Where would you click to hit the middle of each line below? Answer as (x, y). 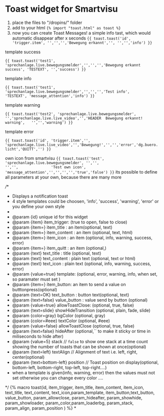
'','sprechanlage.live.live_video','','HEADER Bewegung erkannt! (74, 118)
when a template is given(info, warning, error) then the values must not (83, 372)
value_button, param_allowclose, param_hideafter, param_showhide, (74, 397)
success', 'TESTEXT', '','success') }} (46, 69)
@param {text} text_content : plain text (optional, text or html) (74, 258)
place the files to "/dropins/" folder (47, 22)
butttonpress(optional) (35, 289)
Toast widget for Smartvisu (61, 9)
